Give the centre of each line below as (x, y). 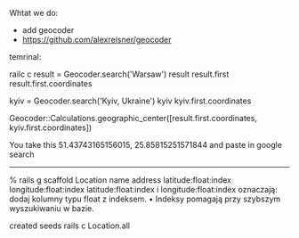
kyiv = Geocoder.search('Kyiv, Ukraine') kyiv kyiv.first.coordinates (130, 101)
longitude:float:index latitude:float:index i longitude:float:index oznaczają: (143, 189)
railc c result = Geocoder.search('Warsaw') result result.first (119, 74)
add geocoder (48, 30)
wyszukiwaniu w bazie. (52, 208)
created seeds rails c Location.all (70, 226)
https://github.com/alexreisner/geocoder (97, 40)
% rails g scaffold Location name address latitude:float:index (120, 180)
